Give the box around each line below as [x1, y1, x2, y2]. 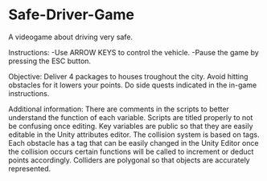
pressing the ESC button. [8, 56, 91, 66]
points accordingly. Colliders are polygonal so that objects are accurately [8, 155, 251, 165]
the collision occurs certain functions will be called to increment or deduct [8, 147, 254, 156]
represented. [8, 163, 51, 173]
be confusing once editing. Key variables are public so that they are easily [8, 121, 253, 131]
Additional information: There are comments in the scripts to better [8, 104, 229, 114]
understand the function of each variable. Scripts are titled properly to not [8, 112, 253, 122]
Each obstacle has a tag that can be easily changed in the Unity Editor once [8, 138, 259, 147]
